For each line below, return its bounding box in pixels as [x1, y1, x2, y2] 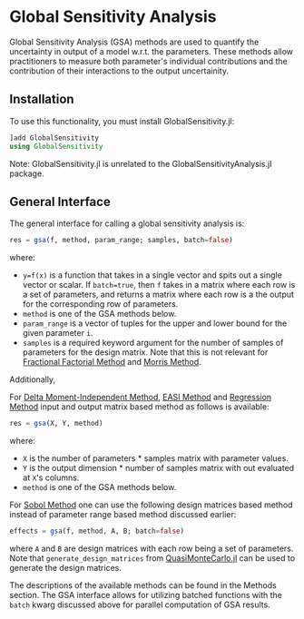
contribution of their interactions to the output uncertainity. [9, 65, 230, 76]
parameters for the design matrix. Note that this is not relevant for [22, 347, 269, 358]
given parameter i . [22, 328, 93, 339]
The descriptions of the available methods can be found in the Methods [9, 579, 277, 591]
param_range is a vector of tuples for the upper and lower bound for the [22, 318, 288, 329]
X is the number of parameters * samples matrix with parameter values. [22, 453, 289, 464]
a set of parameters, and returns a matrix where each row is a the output [22, 289, 295, 300]
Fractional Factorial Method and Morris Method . [22, 357, 201, 368]
